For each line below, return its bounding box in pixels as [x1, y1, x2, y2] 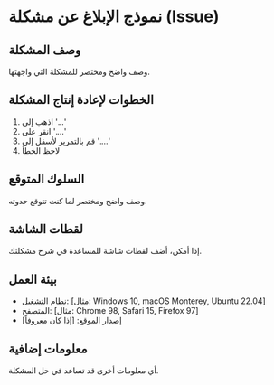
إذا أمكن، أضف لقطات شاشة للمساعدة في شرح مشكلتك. [8, 246, 203, 257]
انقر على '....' [21, 126, 67, 136]
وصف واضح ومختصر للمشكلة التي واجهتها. [8, 66, 150, 77]
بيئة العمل [8, 271, 58, 286]
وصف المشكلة [8, 42, 81, 58]
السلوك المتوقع [8, 172, 85, 187]
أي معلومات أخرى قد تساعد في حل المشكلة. [8, 365, 159, 376]
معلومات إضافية [8, 341, 88, 356]
